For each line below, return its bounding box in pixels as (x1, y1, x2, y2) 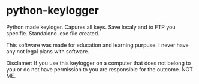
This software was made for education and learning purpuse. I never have (6, 41, 189, 49)
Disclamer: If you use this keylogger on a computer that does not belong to (6, 59, 191, 67)
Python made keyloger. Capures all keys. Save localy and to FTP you (6, 23, 176, 31)
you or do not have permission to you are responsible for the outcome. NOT (6, 65, 193, 73)
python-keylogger (6, 4, 99, 17)
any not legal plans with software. (6, 47, 90, 55)
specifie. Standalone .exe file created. (6, 29, 100, 37)
